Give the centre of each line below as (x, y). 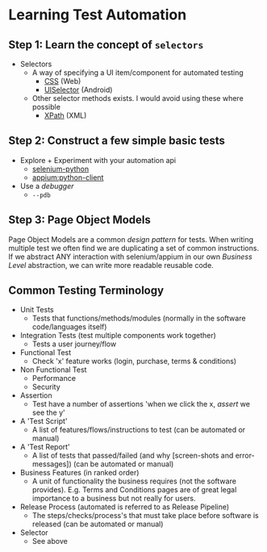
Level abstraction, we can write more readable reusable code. (111, 265)
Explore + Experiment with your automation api (98, 160)
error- (245, 456)
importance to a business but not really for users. (114, 499)
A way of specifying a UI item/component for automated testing (138, 73)
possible (46, 107)
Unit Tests (37, 310)
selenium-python (60, 169)
